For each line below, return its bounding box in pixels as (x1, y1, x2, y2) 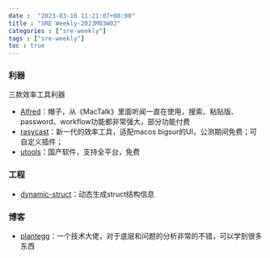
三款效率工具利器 (8, 89, 65, 99)
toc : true (8, 42, 45, 50)
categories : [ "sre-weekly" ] (8, 27, 107, 35)
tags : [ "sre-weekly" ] (8, 34, 85, 43)
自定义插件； (19, 137, 63, 147)
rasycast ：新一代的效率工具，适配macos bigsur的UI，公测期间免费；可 (19, 127, 257, 137)
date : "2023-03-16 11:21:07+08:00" (8, 11, 136, 20)
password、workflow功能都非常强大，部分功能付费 (19, 117, 191, 127)
